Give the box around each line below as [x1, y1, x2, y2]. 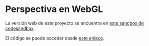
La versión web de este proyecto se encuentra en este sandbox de [5, 20, 144, 26]
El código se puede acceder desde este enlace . [5, 35, 105, 41]
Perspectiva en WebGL [5, 3, 104, 15]
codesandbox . [5, 25, 35, 31]
